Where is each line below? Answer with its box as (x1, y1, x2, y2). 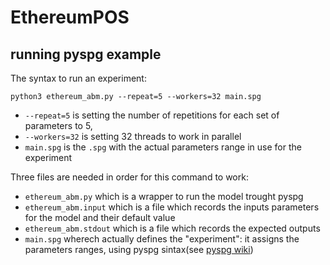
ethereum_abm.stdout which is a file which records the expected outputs (24, 222, 321, 234)
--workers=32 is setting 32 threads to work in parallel (24, 131, 242, 142)
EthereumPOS (10, 6, 130, 29)
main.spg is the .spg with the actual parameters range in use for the (24, 141, 302, 153)
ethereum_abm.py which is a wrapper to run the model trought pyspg (24, 191, 304, 202)
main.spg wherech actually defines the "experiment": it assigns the (24, 233, 300, 245)
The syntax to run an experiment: (10, 72, 147, 84)
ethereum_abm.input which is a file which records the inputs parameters (24, 201, 320, 213)
